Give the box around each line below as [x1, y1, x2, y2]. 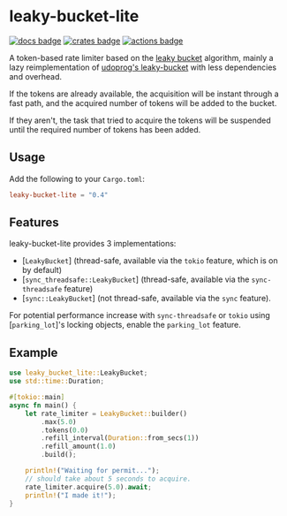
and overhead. [9, 71, 63, 81]
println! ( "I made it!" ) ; [25, 490, 117, 500]
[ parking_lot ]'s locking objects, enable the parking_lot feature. [9, 320, 241, 330]
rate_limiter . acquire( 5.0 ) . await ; [25, 482, 152, 491]
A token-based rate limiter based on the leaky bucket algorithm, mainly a [9, 52, 274, 63]
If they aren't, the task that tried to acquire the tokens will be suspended [9, 115, 271, 125]
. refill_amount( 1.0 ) [41, 442, 117, 451]
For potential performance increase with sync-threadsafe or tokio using [9, 310, 271, 321]
